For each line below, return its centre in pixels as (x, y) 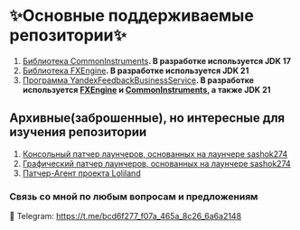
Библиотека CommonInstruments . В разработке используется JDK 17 (157, 60)
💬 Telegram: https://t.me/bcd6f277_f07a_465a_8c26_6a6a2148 (126, 216)
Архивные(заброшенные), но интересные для (147, 118)
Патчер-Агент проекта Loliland (82, 173)
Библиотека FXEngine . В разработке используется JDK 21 (136, 70)
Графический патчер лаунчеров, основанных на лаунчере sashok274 (156, 163)
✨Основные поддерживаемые (132, 16)
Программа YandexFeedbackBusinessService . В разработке (138, 80)
